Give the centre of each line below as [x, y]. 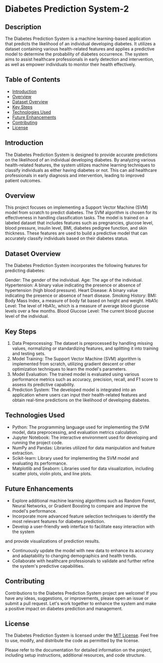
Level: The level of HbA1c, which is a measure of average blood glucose [77, 306]
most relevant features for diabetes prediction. [59, 521]
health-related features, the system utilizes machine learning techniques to [80, 165]
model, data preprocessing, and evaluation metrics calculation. [75, 432]
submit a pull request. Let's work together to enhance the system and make [81, 603]
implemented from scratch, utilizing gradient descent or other [74, 364]
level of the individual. [27, 316]
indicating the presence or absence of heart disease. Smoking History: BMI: [81, 296]
